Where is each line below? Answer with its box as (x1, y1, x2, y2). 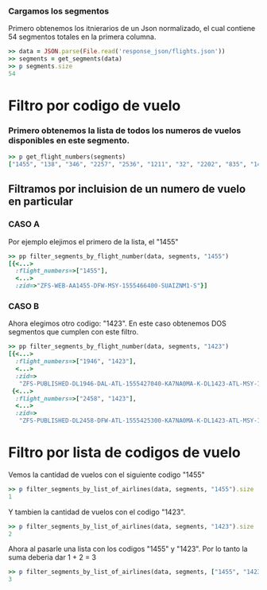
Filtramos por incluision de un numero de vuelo (8, 182, 246, 196)
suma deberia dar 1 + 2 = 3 (8, 553, 97, 562)
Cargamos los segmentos (8, 6, 110, 17)
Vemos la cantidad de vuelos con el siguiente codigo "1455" (8, 470, 205, 479)
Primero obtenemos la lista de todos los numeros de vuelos (8, 125, 242, 136)
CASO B (8, 301, 40, 312)
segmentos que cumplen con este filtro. (8, 327, 139, 337)
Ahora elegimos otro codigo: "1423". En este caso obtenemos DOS (8, 318, 226, 328)
